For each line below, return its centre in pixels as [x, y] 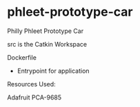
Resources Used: [32, 84]
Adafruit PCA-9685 [34, 97]
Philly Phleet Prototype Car [46, 31]
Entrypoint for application [53, 71]
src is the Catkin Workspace [47, 44]
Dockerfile [22, 57]
